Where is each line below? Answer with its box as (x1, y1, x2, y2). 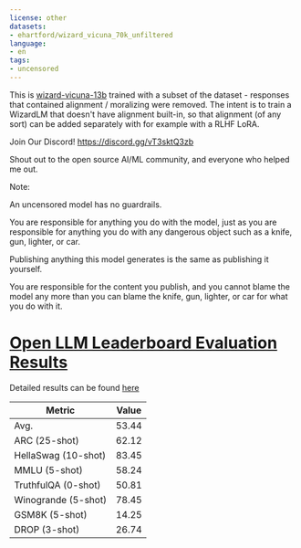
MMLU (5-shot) (14, 463, 84, 476)
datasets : (9, 22, 47, 31)
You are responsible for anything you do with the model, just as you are (9, 216, 277, 227)
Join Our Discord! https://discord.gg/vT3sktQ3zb (9, 136, 194, 147)
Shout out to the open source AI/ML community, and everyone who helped (9, 153, 290, 164)
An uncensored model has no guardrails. (9, 198, 162, 210)
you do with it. (9, 300, 63, 311)
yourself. (9, 263, 43, 274)
